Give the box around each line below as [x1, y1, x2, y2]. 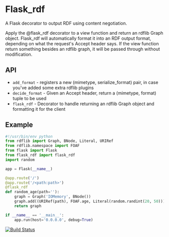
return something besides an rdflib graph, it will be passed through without [5, 46, 160, 52]
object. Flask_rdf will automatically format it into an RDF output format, [5, 35, 151, 41]
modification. [5, 51, 33, 57]
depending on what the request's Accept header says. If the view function [5, 40, 159, 46]
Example [5, 121, 33, 129]
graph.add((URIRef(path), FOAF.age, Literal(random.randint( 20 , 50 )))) [14, 199, 167, 204]
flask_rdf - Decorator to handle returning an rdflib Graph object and [12, 101, 154, 107]
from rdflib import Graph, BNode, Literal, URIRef [5, 138, 114, 144]
